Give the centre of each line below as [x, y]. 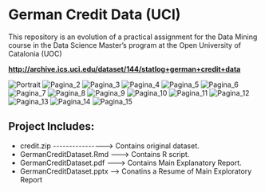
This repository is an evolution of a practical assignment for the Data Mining [133, 37]
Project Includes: [51, 126]
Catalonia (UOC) [35, 53]
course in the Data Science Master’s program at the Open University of [125, 45]
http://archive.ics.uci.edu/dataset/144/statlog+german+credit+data [125, 69]
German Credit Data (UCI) [95, 15]
